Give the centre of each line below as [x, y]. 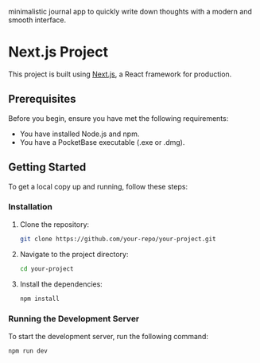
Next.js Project [58, 52]
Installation [31, 207]
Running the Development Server [74, 319]
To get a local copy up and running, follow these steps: [98, 186]
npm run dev [28, 351]
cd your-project [47, 269]
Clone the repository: [54, 224]
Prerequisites [42, 99]
